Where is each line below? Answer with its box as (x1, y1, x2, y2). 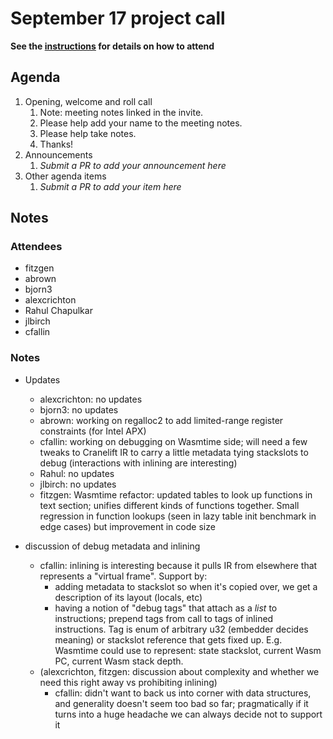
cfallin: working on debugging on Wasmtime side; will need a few (39, 435, 308, 447)
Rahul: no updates (39, 467, 115, 479)
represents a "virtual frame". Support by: (39, 570, 208, 582)
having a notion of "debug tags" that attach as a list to (54, 602, 278, 614)
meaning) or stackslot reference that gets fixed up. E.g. (54, 633, 283, 646)
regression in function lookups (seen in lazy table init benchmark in (39, 510, 317, 522)
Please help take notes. (39, 127, 137, 139)
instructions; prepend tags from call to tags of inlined (54, 612, 274, 624)
